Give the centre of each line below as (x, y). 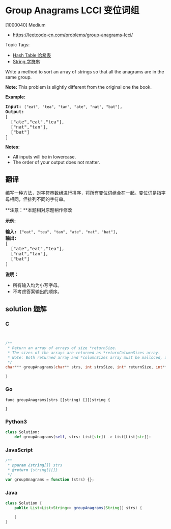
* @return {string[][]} (33, 470)
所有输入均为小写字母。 (37, 285)
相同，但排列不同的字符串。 (38, 199)
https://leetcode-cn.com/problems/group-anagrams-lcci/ (73, 35)
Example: (16, 97)
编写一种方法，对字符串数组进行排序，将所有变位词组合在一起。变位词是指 (83, 193)
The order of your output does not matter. (56, 162)
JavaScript (19, 450)
